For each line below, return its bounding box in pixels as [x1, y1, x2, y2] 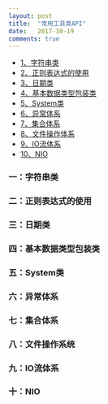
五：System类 [8, 267, 65, 278]
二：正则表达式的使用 [8, 196, 92, 207]
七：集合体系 [8, 315, 59, 326]
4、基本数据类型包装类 [19, 89, 97, 98]
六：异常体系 [8, 290, 59, 302]
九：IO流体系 [8, 363, 59, 374]
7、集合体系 [19, 119, 61, 128]
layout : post [8, 11, 53, 20]
